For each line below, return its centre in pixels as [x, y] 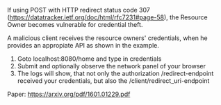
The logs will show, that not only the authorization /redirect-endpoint [115, 73]
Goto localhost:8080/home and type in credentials [89, 59]
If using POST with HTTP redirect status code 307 [79, 10]
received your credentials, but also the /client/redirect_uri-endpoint [113, 81]
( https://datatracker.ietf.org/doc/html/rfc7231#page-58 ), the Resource [108, 17]
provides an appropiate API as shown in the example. [83, 45]
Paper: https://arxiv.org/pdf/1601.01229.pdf [69, 94]
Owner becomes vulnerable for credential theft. [75, 25]
